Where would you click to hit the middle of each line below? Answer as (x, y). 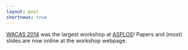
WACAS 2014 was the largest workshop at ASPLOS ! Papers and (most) (94, 34)
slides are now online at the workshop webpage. (66, 40)
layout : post (23, 12)
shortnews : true (27, 17)
